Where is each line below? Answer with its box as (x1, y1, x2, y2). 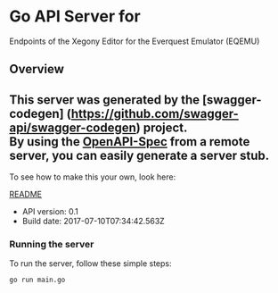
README (9, 189, 43, 200)
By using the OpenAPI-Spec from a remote (9, 134, 250, 149)
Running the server (9, 239, 94, 251)
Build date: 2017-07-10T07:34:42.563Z (21, 216, 165, 227)
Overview (9, 62, 65, 77)
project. (143, 120, 188, 135)
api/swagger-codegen (9, 120, 136, 135)
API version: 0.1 (21, 206, 78, 217)
